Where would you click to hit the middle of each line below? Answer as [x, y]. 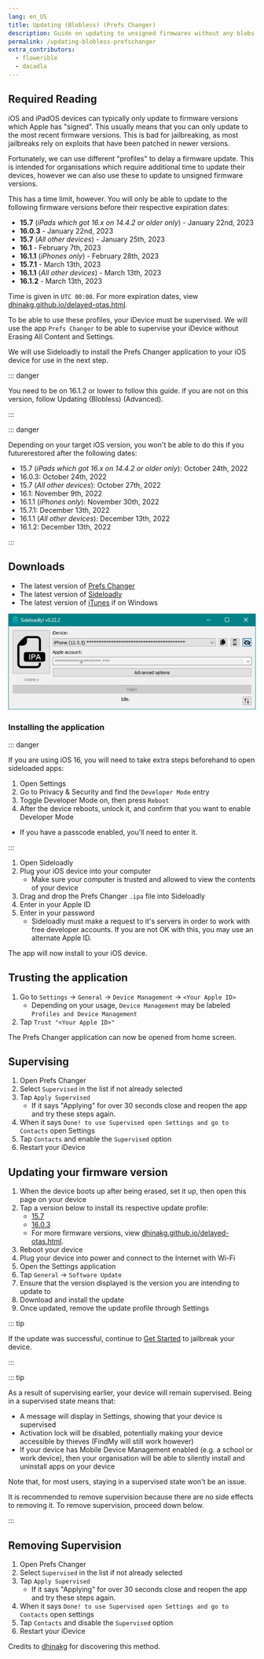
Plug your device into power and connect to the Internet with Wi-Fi [127, 1258]
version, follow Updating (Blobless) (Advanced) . [86, 399]
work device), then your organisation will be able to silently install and [132, 1458]
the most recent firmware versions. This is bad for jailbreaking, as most [123, 135]
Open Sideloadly [46, 862]
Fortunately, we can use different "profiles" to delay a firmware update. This [131, 158]
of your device [55, 887]
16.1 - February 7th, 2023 [60, 247]
